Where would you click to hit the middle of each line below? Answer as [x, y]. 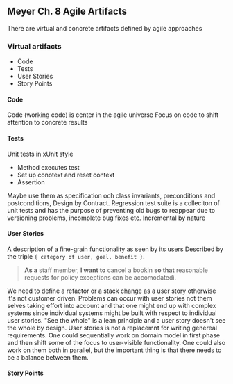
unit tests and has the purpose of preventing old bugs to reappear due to [111, 210]
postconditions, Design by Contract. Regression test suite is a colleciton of [114, 203]
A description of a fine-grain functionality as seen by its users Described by [115, 249]
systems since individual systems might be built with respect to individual [112, 313]
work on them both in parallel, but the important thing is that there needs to [114, 350]
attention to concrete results [48, 122]
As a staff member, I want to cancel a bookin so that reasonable [116, 270]
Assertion [31, 182]
